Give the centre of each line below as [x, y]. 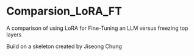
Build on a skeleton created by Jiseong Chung [64, 46]
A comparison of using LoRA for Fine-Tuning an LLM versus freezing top [97, 28]
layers [14, 34]
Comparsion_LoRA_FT [64, 11]
